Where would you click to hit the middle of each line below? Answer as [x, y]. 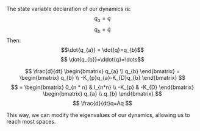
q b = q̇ [102, 30]
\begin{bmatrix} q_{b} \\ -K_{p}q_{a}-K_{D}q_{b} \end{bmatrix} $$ [102, 77]
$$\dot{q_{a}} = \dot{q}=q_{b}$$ [102, 50]
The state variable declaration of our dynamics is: [69, 9]
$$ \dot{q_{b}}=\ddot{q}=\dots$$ [102, 59]
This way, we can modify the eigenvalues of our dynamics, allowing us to [98, 115]
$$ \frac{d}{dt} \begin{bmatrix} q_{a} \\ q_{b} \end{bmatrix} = [102, 71]
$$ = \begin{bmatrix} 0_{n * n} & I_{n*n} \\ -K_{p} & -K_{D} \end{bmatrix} [102, 87]
